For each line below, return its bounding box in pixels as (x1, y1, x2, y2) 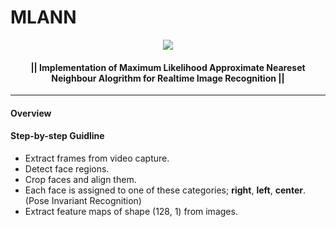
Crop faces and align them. (24, 173, 137, 185)
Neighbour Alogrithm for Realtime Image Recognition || (51, 72, 285, 84)
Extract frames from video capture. (24, 152, 170, 164)
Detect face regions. (24, 162, 110, 175)
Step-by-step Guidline (10, 130, 105, 142)
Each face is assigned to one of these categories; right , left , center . (24, 184, 307, 196)
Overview (10, 107, 52, 119)
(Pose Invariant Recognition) (24, 194, 142, 206)
